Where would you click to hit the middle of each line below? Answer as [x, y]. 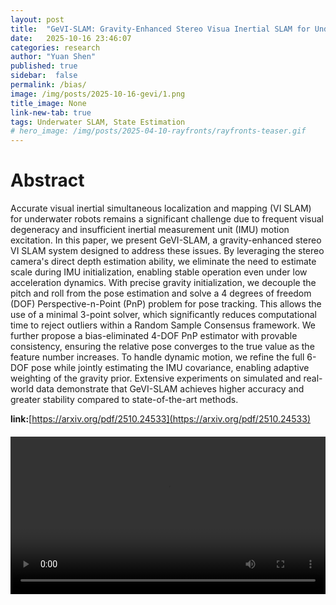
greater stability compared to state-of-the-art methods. [124, 400]
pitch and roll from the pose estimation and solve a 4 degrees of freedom [161, 293]
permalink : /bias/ [48, 85]
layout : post [37, 19]
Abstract [47, 180]
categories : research [55, 47]
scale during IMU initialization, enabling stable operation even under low [159, 272]
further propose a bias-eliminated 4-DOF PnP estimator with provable [154, 336]
